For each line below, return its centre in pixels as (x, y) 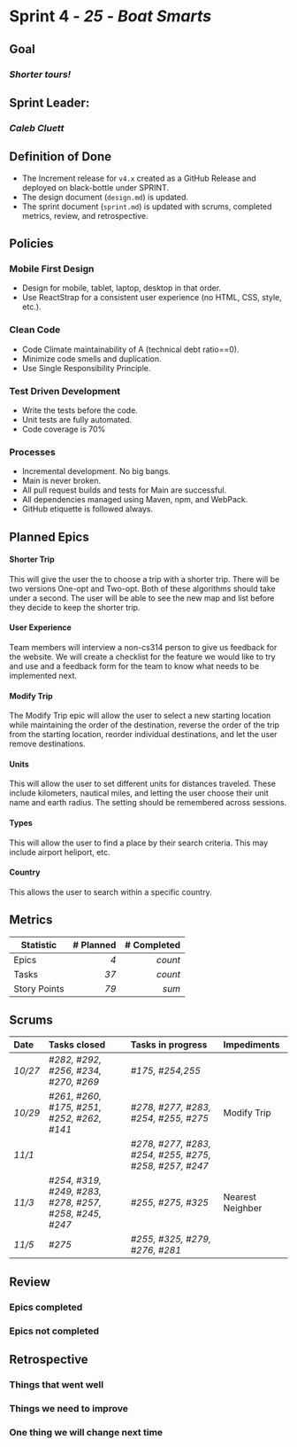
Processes (32, 452)
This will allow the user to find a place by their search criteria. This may (139, 843)
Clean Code (35, 330)
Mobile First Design (52, 268)
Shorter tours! (40, 74)
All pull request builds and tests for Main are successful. (124, 490)
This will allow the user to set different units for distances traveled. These (143, 784)
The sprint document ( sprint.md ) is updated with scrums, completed (147, 206)
